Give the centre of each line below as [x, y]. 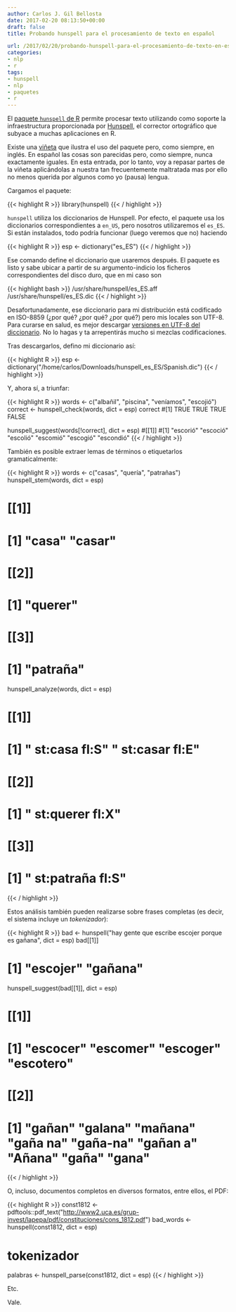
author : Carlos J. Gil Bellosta [54, 14]
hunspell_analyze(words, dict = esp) [60, 689]
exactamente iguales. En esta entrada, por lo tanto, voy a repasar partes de [116, 162]
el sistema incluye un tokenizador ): [58, 919]
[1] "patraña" [46, 670]
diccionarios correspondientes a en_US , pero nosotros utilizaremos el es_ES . [116, 225]
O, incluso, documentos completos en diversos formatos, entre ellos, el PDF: [118, 1191]
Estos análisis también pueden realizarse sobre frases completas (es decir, [116, 912]
